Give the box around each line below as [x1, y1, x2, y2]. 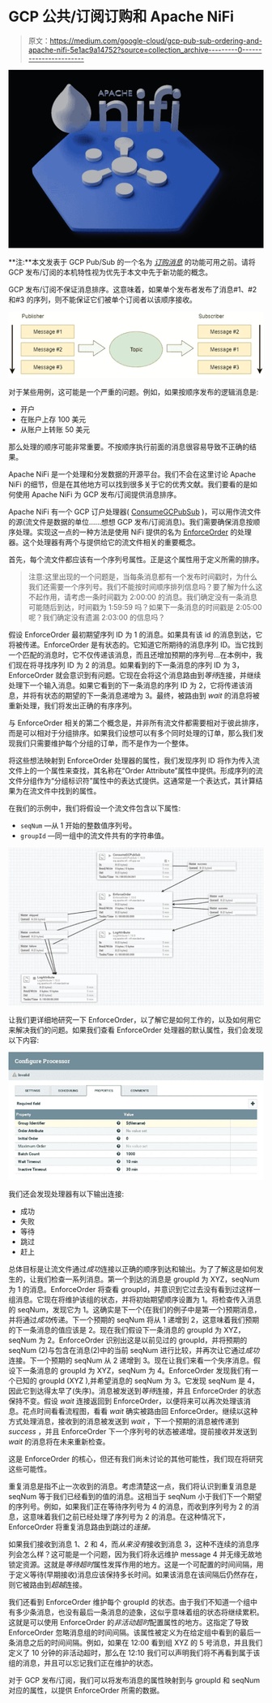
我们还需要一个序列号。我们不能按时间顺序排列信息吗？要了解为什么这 [28, 582, 263, 592]
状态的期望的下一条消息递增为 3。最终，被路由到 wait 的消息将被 [43, 691, 261, 701]
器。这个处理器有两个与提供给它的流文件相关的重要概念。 [8, 538, 200, 547]
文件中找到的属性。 [36, 786, 101, 796]
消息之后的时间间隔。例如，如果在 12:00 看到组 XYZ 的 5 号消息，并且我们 [15, 1637, 263, 1647]
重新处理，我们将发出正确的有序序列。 [8, 701, 136, 711]
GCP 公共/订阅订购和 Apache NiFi [8, 7, 235, 26]
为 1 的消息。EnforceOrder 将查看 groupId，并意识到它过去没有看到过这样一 [8, 1284, 261, 1294]
